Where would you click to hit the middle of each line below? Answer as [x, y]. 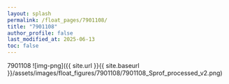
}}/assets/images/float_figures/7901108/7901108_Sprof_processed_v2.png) [115, 73]
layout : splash [29, 14]
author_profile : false [40, 33]
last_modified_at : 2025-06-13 [51, 40]
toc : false [23, 46]
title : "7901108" [32, 26]
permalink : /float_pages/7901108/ [58, 20]
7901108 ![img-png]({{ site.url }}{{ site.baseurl [73, 66]
